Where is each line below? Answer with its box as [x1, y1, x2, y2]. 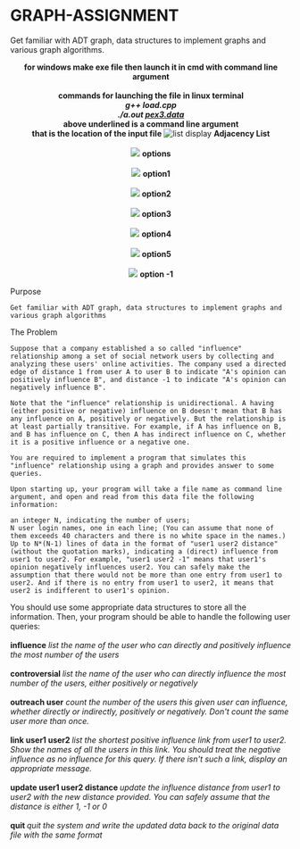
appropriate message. [10, 762, 92, 773]
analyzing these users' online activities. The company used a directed [10, 359, 287, 369]
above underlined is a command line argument [62, 118, 239, 129]
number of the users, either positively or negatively [10, 678, 198, 688]
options [142, 148, 171, 159]
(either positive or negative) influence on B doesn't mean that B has [10, 406, 282, 415]
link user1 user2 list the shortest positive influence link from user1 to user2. [10, 734, 287, 745]
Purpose [10, 286, 42, 296]
